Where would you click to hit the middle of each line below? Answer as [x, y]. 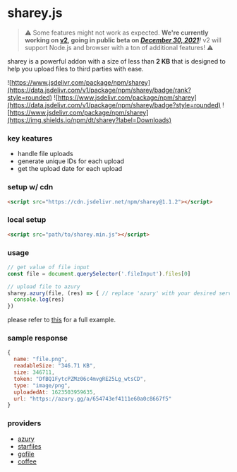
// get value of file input [49, 267]
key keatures [30, 138]
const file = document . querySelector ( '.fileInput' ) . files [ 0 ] [99, 273]
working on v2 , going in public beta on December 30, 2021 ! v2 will [123, 40]
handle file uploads [45, 154]
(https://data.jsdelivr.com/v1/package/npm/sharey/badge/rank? [99, 90]
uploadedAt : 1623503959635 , [55, 392]
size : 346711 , [34, 372]
